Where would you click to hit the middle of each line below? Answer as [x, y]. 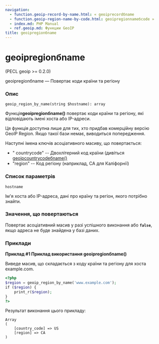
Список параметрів [30, 176]
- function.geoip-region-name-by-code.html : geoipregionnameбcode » [82, 19]
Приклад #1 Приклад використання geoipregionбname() [66, 254]
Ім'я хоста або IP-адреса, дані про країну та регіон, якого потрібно [76, 196]
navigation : [17, 10]
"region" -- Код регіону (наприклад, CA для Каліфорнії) [71, 164]
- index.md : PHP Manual [34, 24]
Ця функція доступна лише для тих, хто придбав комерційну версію [77, 128]
